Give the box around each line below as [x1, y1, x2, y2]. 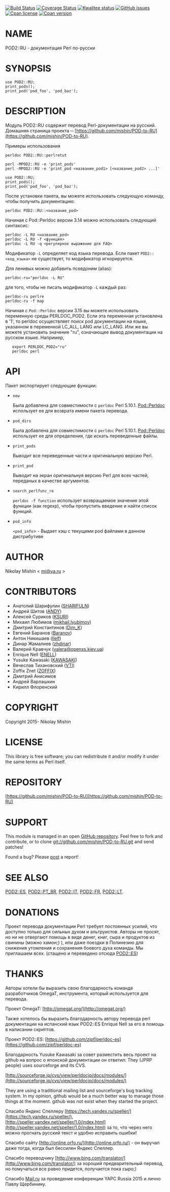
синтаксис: [5, 222, 29, 229]
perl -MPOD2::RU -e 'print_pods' [5, 161, 76, 167]
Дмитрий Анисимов [12, 673, 56, 679]
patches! [5, 844, 24, 850]
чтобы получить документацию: [5, 198, 75, 204]
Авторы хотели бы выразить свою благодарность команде [5, 985, 133, 991]
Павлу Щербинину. [5, 1181, 47, 1187]
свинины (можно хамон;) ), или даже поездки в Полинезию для [5, 939, 144, 946]
